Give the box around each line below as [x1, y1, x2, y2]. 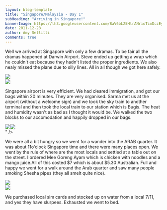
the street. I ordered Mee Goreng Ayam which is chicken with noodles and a [5, 154, 161, 160]
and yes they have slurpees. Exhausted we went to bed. [5, 199, 120, 205]
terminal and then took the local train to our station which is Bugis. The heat [5, 104, 160, 109]
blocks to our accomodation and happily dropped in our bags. [5, 114, 132, 120]
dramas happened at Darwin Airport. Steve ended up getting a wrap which [5, 53, 158, 59]
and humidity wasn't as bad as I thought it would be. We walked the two [5, 109, 153, 115]
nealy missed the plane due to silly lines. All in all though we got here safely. [5, 64, 161, 70]
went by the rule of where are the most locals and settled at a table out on [5, 149, 157, 155]
